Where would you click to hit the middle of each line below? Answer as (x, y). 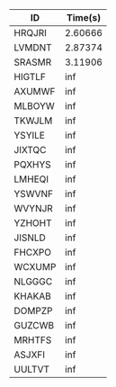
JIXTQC (30, 150)
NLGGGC (33, 281)
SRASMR (33, 62)
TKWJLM (33, 121)
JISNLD (30, 238)
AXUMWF (35, 91)
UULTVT (32, 369)
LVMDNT (33, 47)
